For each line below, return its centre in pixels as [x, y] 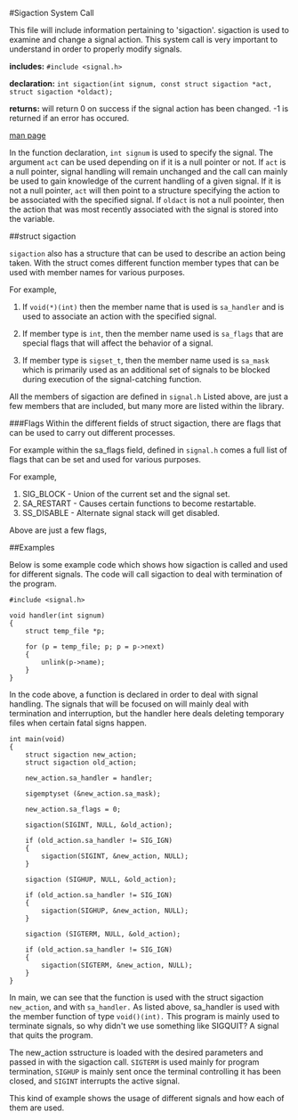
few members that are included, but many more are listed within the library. [147, 406]
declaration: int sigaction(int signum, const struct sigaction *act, [141, 83]
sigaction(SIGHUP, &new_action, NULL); [115, 911]
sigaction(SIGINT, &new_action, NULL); [115, 856]
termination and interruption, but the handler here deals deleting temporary [147, 713]
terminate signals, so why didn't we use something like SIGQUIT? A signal [144, 1026]
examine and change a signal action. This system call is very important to [144, 40]
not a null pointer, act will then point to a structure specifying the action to [145, 190]
